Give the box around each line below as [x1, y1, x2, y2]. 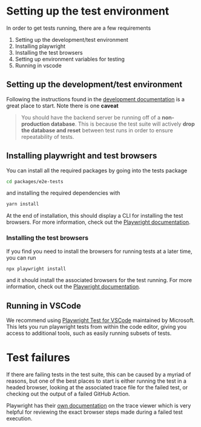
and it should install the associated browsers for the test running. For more [6, 277, 193, 284]
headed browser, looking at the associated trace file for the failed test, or [6, 384, 188, 391]
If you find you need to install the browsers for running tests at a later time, [6, 247, 193, 255]
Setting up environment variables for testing [15, 55, 125, 62]
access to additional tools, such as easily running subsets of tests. [6, 329, 172, 337]
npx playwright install [6, 266, 67, 272]
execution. [6, 415, 33, 422]
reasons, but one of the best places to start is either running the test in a [6, 377, 186, 385]
